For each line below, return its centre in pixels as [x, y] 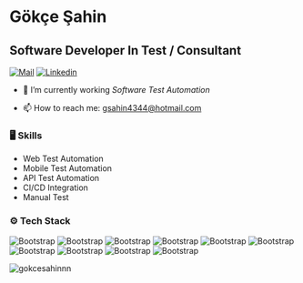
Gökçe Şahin [58, 17]
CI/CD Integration [56, 187]
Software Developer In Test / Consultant [126, 51]
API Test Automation [61, 178]
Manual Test [46, 197]
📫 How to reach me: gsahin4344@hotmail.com [112, 108]
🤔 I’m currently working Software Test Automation [116, 90]
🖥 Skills [26, 136]
